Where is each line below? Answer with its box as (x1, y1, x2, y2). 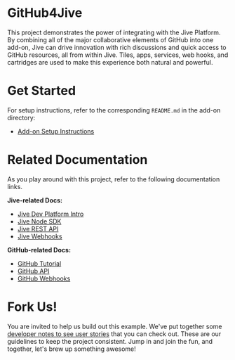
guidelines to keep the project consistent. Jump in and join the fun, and (7, 337, 213, 345)
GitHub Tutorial (17, 259, 62, 268)
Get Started (7, 83, 76, 99)
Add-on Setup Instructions (17, 127, 95, 135)
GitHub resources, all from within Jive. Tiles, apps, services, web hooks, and (7, 51, 229, 59)
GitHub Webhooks (17, 274, 71, 283)
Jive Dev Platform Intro (17, 210, 84, 218)
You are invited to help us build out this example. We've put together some (7, 322, 222, 330)
